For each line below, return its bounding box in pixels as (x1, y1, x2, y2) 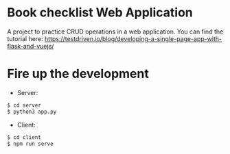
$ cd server (7, 101, 41, 109)
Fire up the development (7, 66, 149, 81)
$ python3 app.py (7, 108, 57, 115)
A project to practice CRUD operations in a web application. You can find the (7, 27, 224, 36)
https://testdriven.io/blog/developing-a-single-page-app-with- (44, 34, 222, 42)
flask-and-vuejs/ (7, 42, 54, 50)
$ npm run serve (7, 140, 54, 147)
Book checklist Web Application (7, 5, 194, 21)
